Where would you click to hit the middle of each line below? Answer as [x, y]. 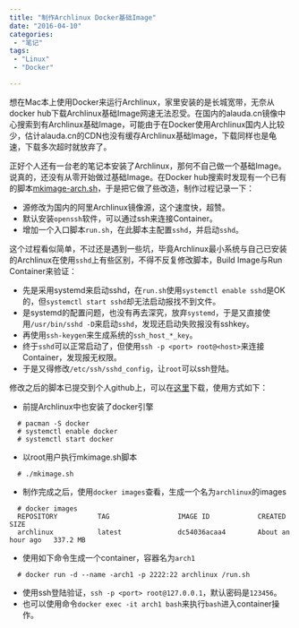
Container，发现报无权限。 [72, 357]
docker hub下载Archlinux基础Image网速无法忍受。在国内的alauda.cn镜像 [144, 113]
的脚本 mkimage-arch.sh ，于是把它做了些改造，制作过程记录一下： [132, 188]
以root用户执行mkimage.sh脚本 [80, 457]
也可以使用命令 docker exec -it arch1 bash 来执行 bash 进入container [147, 603]
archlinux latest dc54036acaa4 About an [154, 532]
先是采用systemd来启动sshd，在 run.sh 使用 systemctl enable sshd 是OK [154, 290]
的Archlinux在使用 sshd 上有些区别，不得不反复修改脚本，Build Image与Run [146, 260]
